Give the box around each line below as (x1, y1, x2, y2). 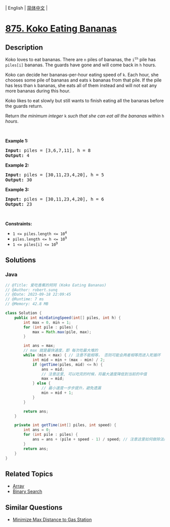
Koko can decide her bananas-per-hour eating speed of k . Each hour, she (5, 72, 159, 77)
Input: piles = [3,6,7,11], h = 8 (5, 148, 91, 153)
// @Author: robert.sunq (5, 287, 58, 293)
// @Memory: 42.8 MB (5, 301, 49, 307)
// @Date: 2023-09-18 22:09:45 (5, 292, 71, 297)
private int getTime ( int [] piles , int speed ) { (14, 423, 116, 428)
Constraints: (5, 221, 32, 227)
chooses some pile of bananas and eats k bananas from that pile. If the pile (5, 77, 162, 83)
